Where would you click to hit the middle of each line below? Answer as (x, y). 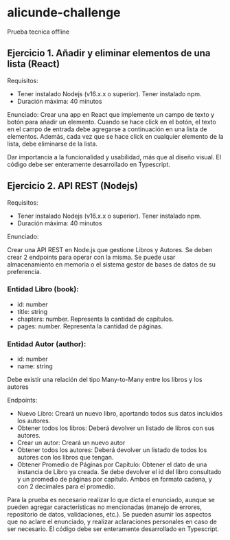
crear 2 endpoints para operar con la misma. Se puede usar (91, 257)
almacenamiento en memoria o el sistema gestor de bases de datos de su (112, 264)
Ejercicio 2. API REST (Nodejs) (73, 186)
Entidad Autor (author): (47, 344)
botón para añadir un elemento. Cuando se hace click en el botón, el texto (112, 122)
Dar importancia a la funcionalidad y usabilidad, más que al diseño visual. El (114, 157)
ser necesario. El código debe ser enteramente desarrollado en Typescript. (113, 529)
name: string (35, 366)
